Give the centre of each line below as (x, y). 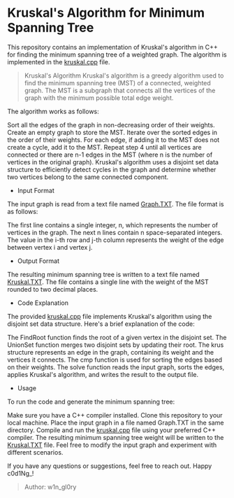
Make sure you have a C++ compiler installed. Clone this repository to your (115, 415)
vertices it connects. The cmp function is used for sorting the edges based (115, 360)
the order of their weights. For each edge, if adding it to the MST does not (114, 140)
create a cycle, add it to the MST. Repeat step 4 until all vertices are (104, 147)
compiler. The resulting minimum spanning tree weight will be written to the (116, 437)
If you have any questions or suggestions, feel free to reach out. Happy (110, 466)
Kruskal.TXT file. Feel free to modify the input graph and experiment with (112, 445)
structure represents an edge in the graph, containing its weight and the (111, 352)
